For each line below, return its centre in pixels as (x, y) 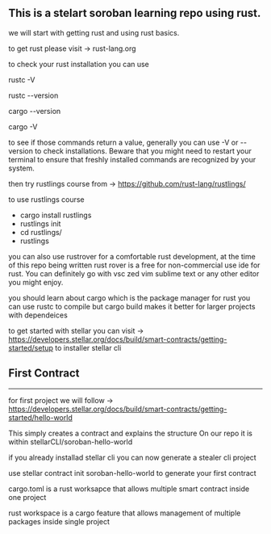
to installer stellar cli (88, 347)
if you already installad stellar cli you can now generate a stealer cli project (132, 457)
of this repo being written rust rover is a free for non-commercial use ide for (134, 265)
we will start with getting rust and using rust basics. (94, 32)
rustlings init (40, 223)
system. (21, 168)
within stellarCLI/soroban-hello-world (71, 441)
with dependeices (38, 315)
